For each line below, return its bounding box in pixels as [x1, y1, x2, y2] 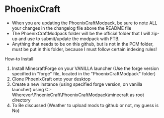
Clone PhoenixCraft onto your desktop [11, 76, 90, 82]
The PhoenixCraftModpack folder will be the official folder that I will [11, 30, 150, 36]
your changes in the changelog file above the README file [11, 25, 132, 31]
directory [11, 97, 31, 103]
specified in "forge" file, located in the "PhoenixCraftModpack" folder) [11, 70, 156, 76]
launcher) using [11, 86, 44, 92]
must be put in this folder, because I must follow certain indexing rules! [11, 46, 157, 52]
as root [129, 92, 145, 98]
